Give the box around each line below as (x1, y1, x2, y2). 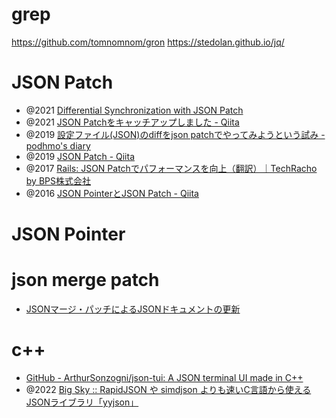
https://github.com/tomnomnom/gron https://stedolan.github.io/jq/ (11, 36, 285, 48)
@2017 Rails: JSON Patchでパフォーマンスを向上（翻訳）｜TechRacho (25, 162, 318, 174)
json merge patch (11, 269, 160, 292)
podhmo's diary (25, 139, 91, 152)
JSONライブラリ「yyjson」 (25, 396, 139, 408)
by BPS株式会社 (25, 174, 91, 187)
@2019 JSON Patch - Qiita (25, 150, 136, 162)
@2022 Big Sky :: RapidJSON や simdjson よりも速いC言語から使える (25, 383, 312, 395)
